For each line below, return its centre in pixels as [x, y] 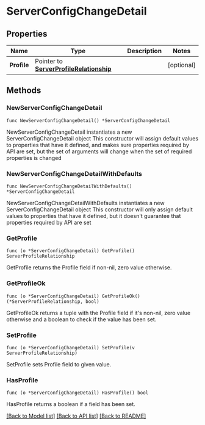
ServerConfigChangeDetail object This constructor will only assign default [100, 209]
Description [145, 51]
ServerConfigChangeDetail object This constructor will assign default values [103, 138]
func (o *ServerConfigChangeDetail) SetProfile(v [71, 347]
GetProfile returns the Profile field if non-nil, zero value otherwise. [89, 267]
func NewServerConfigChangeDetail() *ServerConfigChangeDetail [88, 120]
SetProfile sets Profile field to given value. [59, 364]
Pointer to [49, 61]
